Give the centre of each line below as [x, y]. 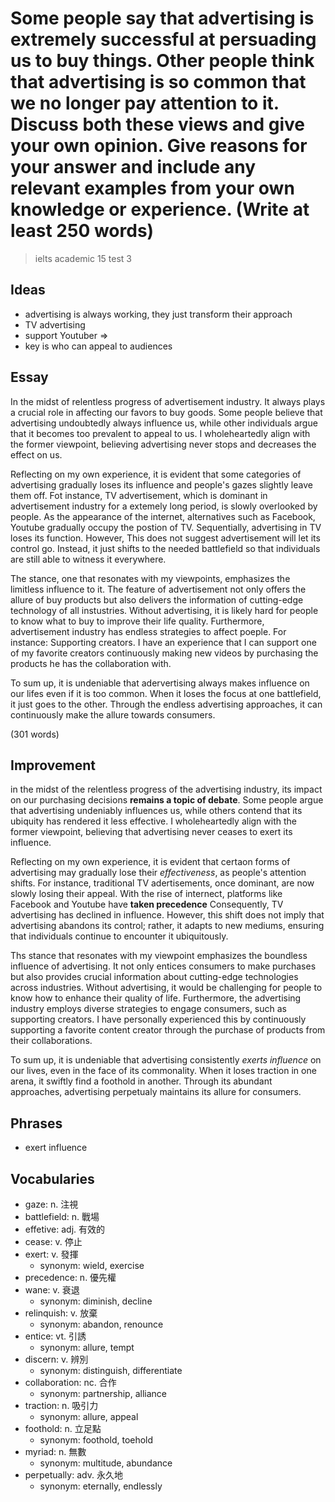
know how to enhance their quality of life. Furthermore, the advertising [156, 998]
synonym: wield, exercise [92, 1265]
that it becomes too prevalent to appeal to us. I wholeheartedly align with [160, 433]
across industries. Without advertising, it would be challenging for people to [166, 988]
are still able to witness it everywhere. [88, 559]
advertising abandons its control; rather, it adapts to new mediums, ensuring [167, 926]
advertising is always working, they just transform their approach [158, 314]
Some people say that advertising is [162, 18]
